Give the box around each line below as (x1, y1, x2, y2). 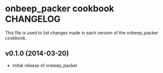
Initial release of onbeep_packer (12, 62, 78, 68)
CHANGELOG (5, 13, 61, 25)
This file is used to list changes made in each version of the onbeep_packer (5, 30, 159, 36)
